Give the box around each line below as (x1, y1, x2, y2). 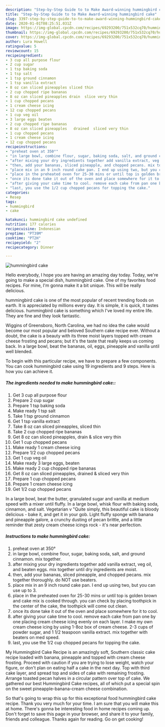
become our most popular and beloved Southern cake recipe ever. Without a (5, 328, 160, 333)
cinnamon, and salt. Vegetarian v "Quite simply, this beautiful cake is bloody (5, 506, 159, 512)
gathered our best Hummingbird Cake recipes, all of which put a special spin (5, 681, 160, 687)
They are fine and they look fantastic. (5, 313, 81, 319)
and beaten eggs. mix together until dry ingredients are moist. (12, 567, 138, 573)
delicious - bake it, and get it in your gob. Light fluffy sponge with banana (5, 512, 154, 517)
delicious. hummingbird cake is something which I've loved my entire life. (5, 308, 153, 314)
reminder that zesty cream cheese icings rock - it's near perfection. (5, 522, 142, 528)
